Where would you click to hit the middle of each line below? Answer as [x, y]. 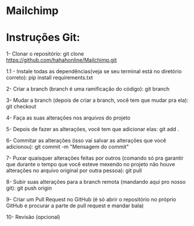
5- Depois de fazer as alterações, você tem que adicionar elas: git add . [93, 129]
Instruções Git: [43, 38]
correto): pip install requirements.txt [49, 78]
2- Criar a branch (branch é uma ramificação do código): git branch [88, 89]
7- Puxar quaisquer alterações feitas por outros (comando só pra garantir [95, 158]
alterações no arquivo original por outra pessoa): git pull [74, 170]
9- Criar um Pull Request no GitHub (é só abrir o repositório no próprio [91, 200]
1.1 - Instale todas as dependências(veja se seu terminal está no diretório [94, 71]
